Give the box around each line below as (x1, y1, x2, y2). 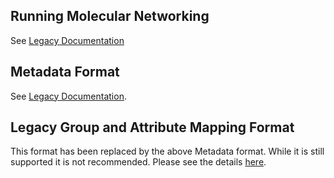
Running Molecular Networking (10, 8, 210, 25)
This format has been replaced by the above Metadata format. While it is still (10, 145, 325, 158)
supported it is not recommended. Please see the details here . (10, 156, 267, 168)
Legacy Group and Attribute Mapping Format (10, 119, 295, 136)
